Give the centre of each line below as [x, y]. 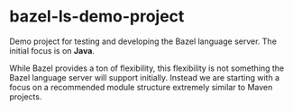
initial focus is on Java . [52, 50]
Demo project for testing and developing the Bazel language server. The [143, 41]
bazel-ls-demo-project [97, 17]
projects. [26, 97]
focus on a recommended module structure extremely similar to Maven [141, 87]
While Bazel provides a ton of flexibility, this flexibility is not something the [147, 68]
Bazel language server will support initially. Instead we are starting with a [145, 77]
